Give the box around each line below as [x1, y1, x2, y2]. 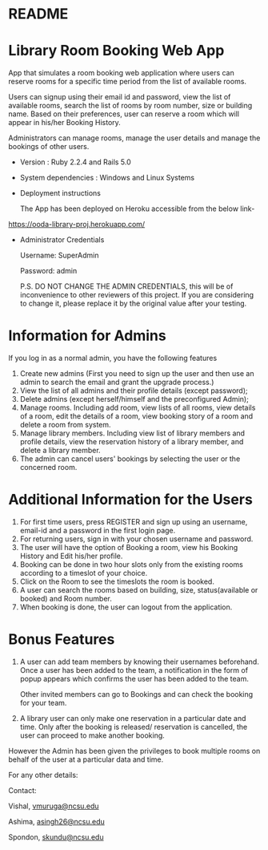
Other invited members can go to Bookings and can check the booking [19, 689, 254, 698]
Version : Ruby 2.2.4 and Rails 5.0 [19, 157, 132, 167]
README [8, 5, 69, 23]
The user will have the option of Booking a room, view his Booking [19, 543, 238, 552]
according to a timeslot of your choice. [19, 569, 148, 577]
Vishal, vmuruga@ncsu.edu [8, 801, 99, 811]
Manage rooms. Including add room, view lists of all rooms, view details [19, 403, 256, 413]
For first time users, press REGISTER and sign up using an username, [19, 517, 248, 526]
